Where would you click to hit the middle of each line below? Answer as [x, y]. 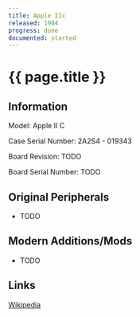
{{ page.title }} [57, 77]
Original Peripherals [59, 197]
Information [38, 106]
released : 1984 [33, 23]
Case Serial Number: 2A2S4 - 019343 [70, 141]
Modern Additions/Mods [70, 241]
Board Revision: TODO [45, 157]
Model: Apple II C [37, 126]
